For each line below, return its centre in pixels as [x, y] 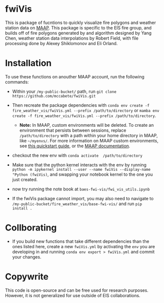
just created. [25, 179]
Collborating [31, 228]
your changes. [27, 257]
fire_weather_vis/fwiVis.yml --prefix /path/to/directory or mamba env [86, 110]
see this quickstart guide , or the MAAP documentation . [75, 146]
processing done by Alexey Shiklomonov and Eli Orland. [61, 43]
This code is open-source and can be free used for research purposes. [77, 290]
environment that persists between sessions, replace [73, 130]
